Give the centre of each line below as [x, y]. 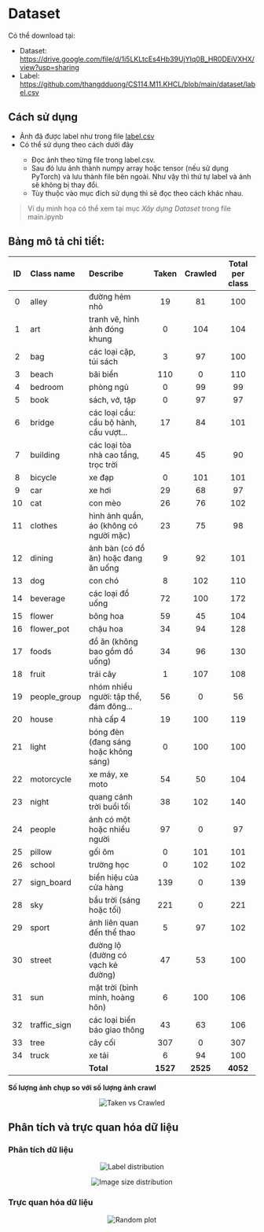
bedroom [47, 387]
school [42, 864]
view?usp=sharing [49, 67]
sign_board [51, 882]
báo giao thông [117, 1029]
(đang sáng [110, 741]
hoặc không [111, 752]
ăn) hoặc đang [116, 557]
